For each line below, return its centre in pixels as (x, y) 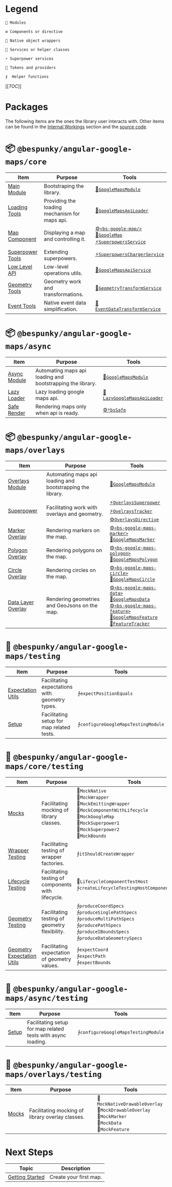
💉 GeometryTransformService (128, 287)
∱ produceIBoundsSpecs (103, 931)
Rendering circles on (71, 570)
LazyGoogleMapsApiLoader (133, 398)
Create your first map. (76, 1177)
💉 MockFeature (113, 1129)
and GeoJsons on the (72, 605)
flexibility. (53, 931)
